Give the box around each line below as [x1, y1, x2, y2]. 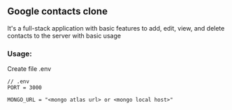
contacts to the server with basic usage [7, 31, 121, 40]
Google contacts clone [7, 6, 108, 17]
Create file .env [7, 65, 52, 73]
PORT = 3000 [7, 84, 42, 91]
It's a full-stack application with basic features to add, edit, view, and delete [7, 24, 225, 32]
